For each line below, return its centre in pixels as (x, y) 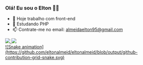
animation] (33, 47)
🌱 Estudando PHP (30, 24)
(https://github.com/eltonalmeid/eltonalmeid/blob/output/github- (71, 52)
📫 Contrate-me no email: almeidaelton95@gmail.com (68, 30)
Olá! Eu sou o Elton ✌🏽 (32, 8)
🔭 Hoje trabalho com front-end (44, 19)
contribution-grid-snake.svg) (35, 58)
